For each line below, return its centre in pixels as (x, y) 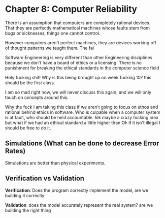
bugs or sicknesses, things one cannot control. (53, 33)
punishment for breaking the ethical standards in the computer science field (82, 68)
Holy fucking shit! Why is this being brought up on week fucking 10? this (78, 77)
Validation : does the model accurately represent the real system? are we (79, 205)
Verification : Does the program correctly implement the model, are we (77, 190)
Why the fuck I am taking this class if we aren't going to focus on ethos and (82, 107)
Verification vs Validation (45, 178)
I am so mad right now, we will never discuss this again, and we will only (78, 92)
